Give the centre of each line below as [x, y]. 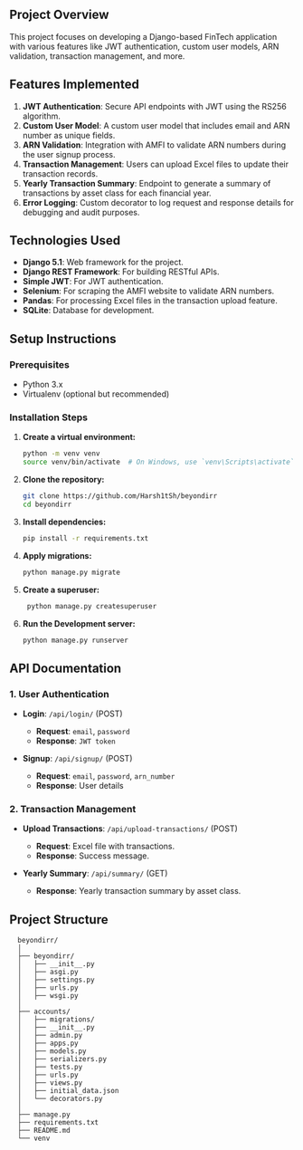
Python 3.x [43, 385]
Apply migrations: [57, 555]
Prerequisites [39, 364]
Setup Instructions [63, 339]
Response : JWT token [76, 741]
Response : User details [80, 786]
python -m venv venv [61, 454]
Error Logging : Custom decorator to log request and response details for [158, 202]
